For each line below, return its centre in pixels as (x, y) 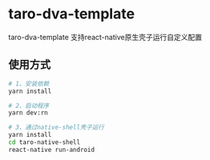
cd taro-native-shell (44, 142)
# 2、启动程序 (29, 106)
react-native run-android (51, 150)
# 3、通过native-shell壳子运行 (56, 128)
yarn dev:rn (28, 113)
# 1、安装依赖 (29, 84)
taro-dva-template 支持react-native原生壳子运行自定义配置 (105, 37)
